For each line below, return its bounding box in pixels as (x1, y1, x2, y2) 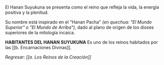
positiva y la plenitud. (5, 9, 49, 15)
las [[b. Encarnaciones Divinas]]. (5, 45, 72, 50)
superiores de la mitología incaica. (5, 30, 75, 35)
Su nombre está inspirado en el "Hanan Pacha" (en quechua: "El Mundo (5, 19, 152, 25)
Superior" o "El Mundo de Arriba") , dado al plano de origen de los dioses (5, 24, 154, 30)
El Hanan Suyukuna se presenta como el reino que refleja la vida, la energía (5, 4, 160, 10)
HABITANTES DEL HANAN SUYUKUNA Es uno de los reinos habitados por (5, 39, 158, 45)
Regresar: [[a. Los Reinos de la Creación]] (5, 54, 92, 60)
